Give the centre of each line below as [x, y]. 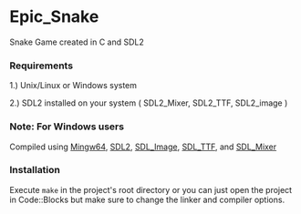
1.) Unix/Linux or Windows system [73, 86]
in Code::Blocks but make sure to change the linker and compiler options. [147, 199]
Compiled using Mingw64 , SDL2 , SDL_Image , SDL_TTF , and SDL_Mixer [143, 147]
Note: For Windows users [67, 127]
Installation [35, 170]
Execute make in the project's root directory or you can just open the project [151, 189]
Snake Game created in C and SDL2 [77, 42]
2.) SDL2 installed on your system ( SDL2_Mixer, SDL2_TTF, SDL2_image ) [149, 103]
